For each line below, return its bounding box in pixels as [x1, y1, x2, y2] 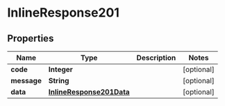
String [48, 76, 69, 85]
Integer [48, 64, 73, 74]
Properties [7, 33, 54, 44]
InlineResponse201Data [48, 87, 130, 96]
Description [136, 53, 176, 62]
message [10, 76, 42, 85]
